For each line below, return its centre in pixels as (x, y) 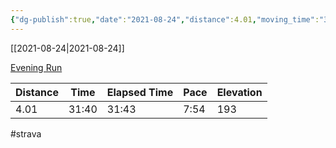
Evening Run (36, 67)
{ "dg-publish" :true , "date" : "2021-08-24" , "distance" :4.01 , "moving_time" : (165, 19)
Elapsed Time (140, 92)
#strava (26, 133)
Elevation (239, 92)
